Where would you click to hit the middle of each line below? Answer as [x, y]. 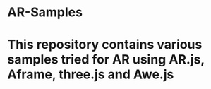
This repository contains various [105, 45]
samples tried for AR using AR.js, [106, 60]
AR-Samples [45, 12]
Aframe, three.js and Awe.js [91, 75]
